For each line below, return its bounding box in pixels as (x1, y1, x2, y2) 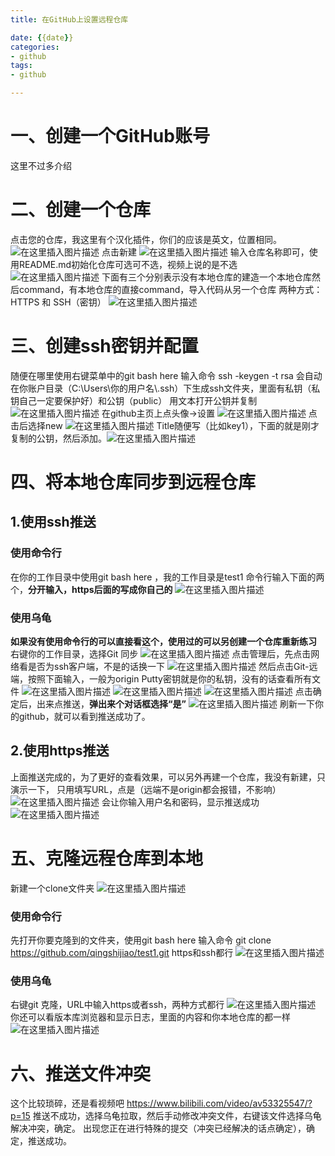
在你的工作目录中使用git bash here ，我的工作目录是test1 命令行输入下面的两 (10, 571, 325, 583)
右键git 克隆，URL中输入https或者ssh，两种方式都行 (10, 999, 225, 1011)
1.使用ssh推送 (10, 514, 97, 531)
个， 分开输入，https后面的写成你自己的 (10, 583, 173, 595)
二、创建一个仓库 (10, 199, 152, 221)
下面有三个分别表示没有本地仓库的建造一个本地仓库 (101, 271, 312, 283)
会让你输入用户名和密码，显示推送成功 (101, 796, 260, 808)
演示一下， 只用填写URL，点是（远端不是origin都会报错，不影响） (10, 783, 282, 795)
